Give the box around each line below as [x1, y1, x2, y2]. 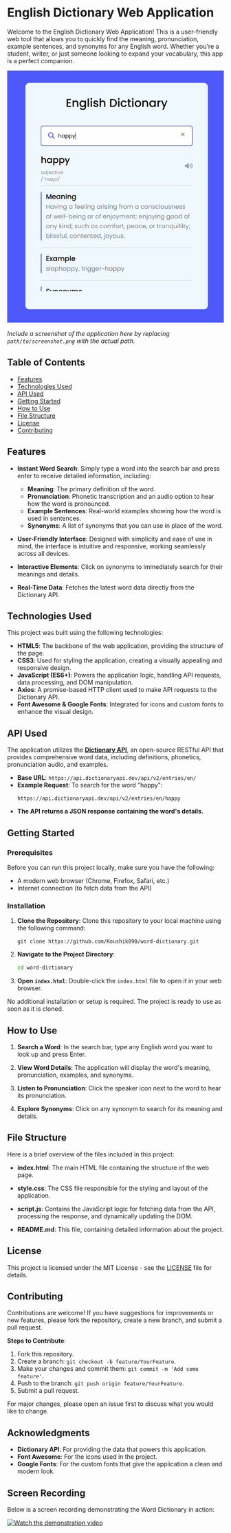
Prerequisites [7, 847, 53, 857]
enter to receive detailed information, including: [16, 471, 152, 480]
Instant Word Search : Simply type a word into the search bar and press [16, 464, 220, 472]
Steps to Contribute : [7, 1336, 67, 1345]
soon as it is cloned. [7, 1005, 64, 1013]
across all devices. [16, 549, 70, 557]
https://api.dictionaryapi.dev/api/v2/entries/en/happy [16, 795, 181, 802]
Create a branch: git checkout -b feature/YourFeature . [16, 1357, 177, 1365]
